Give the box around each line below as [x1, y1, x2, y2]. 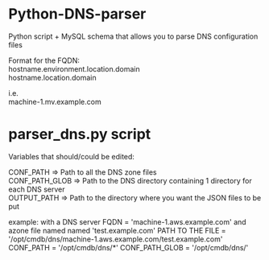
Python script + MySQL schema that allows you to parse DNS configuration [8, 31, 259, 41]
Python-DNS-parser [8, 5, 147, 23]
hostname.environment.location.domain [8, 64, 140, 73]
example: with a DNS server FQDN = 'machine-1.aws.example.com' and [8, 217, 247, 226]
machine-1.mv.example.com [8, 97, 102, 106]
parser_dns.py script [8, 126, 151, 143]
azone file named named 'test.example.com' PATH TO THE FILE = [8, 225, 227, 235]
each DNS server [8, 184, 66, 194]
